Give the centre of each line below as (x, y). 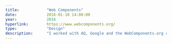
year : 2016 (31, 19)
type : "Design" (35, 29)
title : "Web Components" (44, 10)
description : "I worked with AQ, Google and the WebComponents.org (84, 33)
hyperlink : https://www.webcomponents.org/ (60, 24)
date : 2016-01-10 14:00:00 (48, 15)
